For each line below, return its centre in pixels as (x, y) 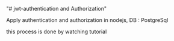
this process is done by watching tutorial (57, 31)
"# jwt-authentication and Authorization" (57, 9)
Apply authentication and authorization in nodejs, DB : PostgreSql (87, 20)
